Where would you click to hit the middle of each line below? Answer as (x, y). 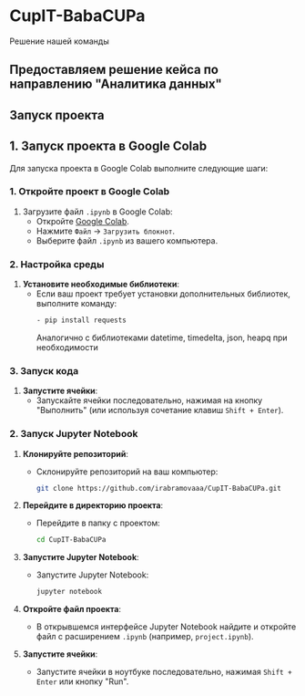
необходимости (67, 347)
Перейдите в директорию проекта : (93, 505)
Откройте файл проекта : (71, 609)
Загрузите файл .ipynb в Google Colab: (97, 212)
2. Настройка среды (57, 264)
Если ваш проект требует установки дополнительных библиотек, (163, 294)
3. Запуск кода (44, 370)
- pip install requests (81, 320)
